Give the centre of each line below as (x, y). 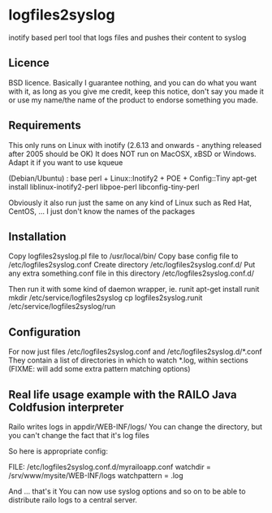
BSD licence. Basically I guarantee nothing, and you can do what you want (133, 82)
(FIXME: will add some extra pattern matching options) (99, 369)
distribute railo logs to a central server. (73, 500)
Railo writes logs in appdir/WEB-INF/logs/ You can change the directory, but (135, 427)
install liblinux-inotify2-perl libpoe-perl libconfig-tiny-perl (104, 187)
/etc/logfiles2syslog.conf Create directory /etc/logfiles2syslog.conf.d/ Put (132, 265)
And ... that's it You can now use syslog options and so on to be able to (127, 491)
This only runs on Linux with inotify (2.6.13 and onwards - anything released (135, 145)
